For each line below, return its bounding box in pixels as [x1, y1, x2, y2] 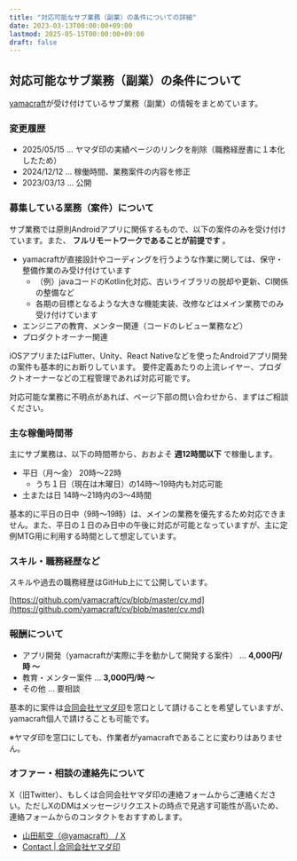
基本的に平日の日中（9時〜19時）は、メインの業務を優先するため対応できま [9, 508, 286, 519]
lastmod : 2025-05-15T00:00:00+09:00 [9, 29, 145, 38]
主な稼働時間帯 [9, 427, 74, 439]
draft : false [9, 37, 58, 47]
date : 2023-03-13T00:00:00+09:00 [9, 21, 133, 30]
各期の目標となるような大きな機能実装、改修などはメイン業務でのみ [35, 298, 285, 309]
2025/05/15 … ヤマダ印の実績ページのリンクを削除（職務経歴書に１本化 [21, 144, 285, 155]
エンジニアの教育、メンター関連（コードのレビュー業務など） [21, 320, 248, 331]
